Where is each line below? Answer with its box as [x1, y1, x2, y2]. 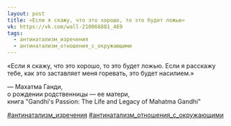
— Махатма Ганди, [7, 83, 63, 90]
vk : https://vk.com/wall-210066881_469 [7, 23, 123, 30]
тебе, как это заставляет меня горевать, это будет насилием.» [7, 69, 195, 77]
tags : [7, 29, 23, 37]
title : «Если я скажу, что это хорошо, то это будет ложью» [7, 17, 186, 24]
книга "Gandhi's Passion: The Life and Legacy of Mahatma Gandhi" [7, 97, 201, 105]
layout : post [7, 10, 45, 17]
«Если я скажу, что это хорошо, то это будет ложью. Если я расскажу [7, 62, 216, 70]
